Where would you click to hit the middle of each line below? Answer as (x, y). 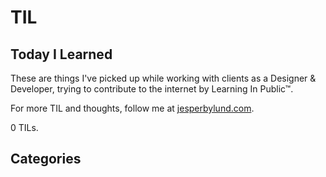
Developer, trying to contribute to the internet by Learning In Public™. (152, 89)
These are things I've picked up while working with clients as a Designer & (163, 78)
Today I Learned (61, 54)
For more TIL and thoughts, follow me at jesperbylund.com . (132, 108)
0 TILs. (24, 127)
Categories (46, 159)
